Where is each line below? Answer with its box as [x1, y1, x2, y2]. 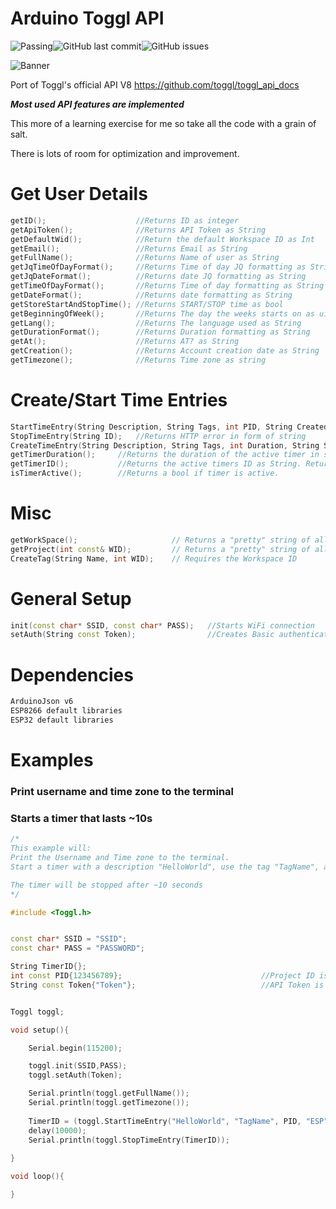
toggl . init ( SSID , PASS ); [28, 1061, 128, 1071]
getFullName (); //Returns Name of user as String [10, 253, 280, 263]
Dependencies [10, 663, 134, 686]
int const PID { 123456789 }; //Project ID [10, 971, 315, 981]
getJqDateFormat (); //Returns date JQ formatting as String [10, 272, 307, 282]
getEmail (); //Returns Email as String [10, 243, 248, 254]
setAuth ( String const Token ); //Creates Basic [10, 630, 275, 640]
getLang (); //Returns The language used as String [10, 318, 302, 328]
